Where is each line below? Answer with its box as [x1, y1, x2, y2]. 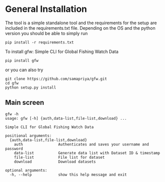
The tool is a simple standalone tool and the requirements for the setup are [5, 20, 157, 26]
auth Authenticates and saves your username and [14, 142, 149, 147]
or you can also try [5, 67, 43, 73]
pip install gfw [5, 58, 39, 63]
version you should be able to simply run [5, 30, 88, 36]
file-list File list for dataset [14, 155, 105, 160]
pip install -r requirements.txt [5, 40, 74, 45]
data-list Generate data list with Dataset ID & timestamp [14, 150, 161, 155]
